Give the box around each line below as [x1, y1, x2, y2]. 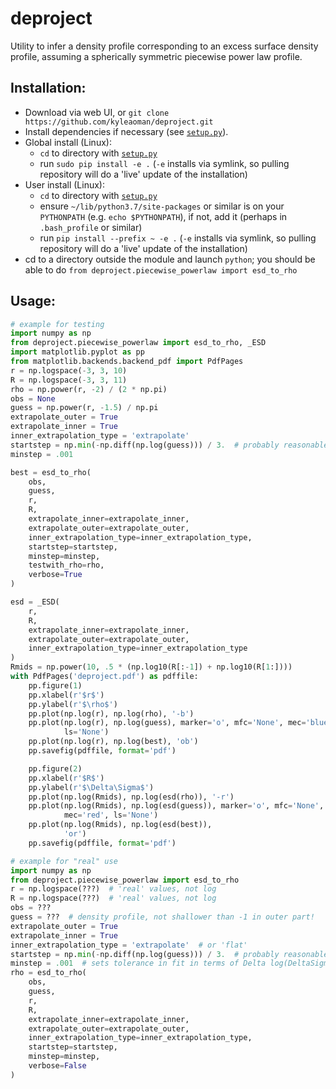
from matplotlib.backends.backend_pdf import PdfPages [10, 357, 244, 367]
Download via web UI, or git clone [24, 106, 170, 118]
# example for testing [10, 319, 105, 329]
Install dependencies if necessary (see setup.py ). [24, 125, 229, 137]
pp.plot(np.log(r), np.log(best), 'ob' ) [28, 737, 199, 747]
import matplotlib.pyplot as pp [10, 347, 145, 357]
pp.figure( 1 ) [28, 680, 83, 691]
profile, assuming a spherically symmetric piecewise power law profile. [10, 50, 303, 62]
